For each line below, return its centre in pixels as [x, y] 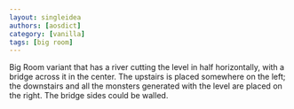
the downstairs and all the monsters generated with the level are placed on [146, 86]
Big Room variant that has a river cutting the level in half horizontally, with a [147, 67]
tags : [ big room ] [41, 42]
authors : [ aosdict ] [45, 26]
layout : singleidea [45, 17]
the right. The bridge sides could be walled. [89, 96]
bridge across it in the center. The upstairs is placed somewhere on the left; [147, 77]
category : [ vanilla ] [48, 34]
